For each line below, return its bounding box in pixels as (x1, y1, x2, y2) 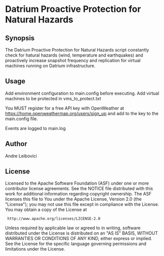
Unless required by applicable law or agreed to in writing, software (5, 225, 141, 231)
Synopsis (5, 34, 35, 42)
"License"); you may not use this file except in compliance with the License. (5, 201, 160, 207)
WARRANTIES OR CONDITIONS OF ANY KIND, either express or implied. (5, 236, 152, 242)
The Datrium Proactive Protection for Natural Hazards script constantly (5, 47, 149, 53)
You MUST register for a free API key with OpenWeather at (5, 105, 124, 111)
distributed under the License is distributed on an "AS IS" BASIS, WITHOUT (5, 230, 158, 236)
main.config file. (5, 116, 38, 122)
